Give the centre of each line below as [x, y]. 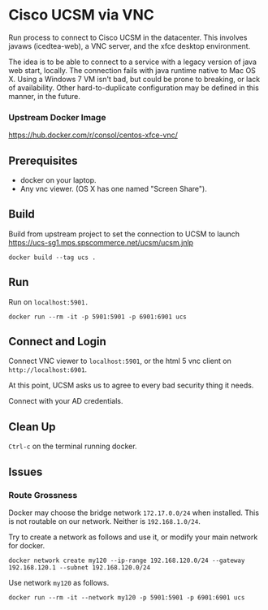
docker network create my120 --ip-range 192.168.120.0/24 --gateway [127, 560]
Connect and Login [58, 342]
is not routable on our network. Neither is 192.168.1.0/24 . [104, 521]
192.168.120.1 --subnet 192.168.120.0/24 [80, 567]
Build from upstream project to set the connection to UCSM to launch [124, 234]
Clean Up [32, 427]
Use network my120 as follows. [59, 582]
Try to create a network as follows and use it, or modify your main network [133, 537]
